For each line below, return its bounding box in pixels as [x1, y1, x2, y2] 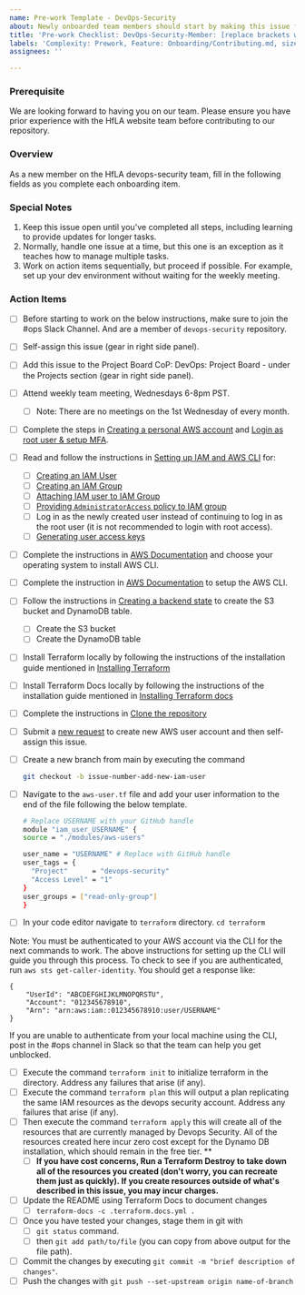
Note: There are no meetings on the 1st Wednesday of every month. [35, 406, 290, 417]
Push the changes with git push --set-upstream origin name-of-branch [22, 1276, 293, 1287]
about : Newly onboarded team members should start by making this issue [9, 22, 290, 31]
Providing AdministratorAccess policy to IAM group [35, 501, 227, 511]
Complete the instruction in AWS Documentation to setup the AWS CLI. [22, 577, 288, 588]
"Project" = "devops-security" [31, 866, 170, 876]
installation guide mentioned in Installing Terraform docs [22, 690, 233, 701]
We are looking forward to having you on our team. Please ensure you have [9, 106, 291, 116]
